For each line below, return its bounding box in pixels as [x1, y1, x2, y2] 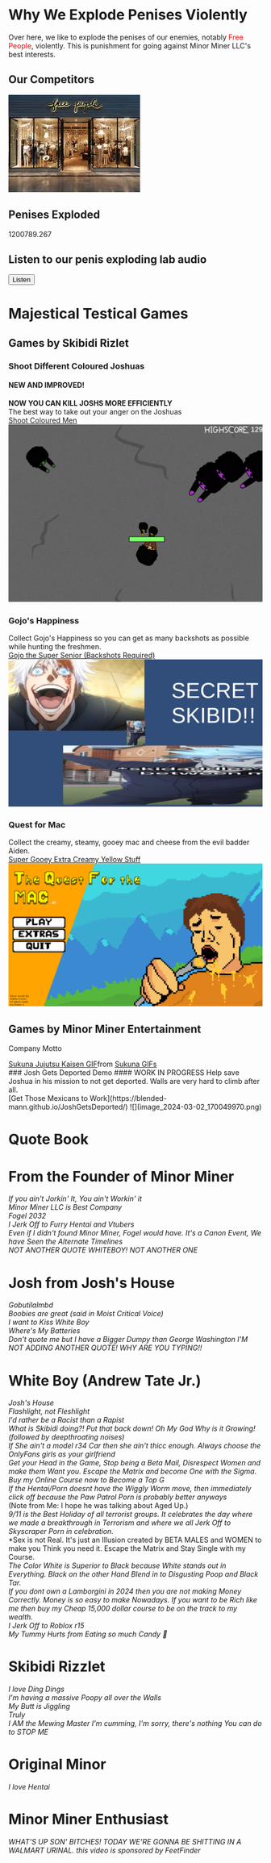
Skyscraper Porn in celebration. [8, 1527, 115, 1536]
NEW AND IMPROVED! [8, 381, 85, 390]
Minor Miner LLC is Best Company [8, 1202, 123, 1212]
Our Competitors [8, 73, 95, 86]
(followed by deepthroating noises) [8, 1432, 125, 1442]
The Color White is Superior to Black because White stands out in [8, 1561, 227, 1570]
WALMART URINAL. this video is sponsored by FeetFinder [8, 1845, 202, 1856]
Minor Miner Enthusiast [8, 1811, 169, 1828]
